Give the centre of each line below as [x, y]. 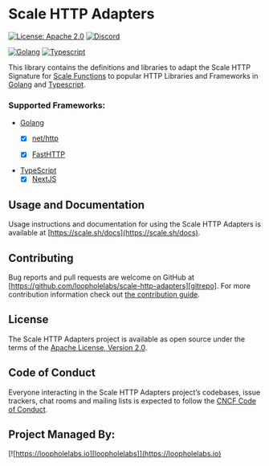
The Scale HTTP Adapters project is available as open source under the [127, 339]
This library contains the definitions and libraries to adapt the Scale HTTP [130, 67]
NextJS [44, 179]
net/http [45, 138]
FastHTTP [49, 154]
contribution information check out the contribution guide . [104, 295]
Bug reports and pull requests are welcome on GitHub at [102, 277]
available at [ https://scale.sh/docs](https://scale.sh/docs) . [104, 233]
